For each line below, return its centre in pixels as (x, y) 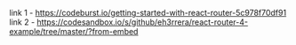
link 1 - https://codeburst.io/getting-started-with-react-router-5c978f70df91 (148, 13)
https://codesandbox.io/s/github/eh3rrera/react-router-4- (143, 22)
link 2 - (22, 22)
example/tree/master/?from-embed (74, 31)
